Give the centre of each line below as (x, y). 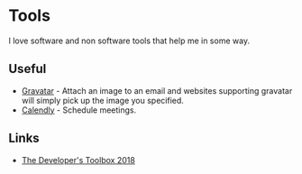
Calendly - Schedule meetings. (79, 110)
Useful (27, 69)
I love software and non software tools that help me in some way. (129, 41)
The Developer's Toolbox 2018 (78, 160)
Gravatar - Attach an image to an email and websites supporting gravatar (157, 90)
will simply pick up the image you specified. (102, 100)
